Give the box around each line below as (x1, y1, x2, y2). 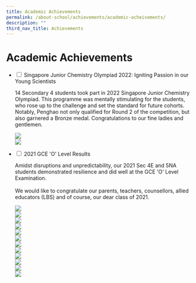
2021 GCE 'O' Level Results (23, 150, 91, 158)
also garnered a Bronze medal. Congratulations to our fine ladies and (14, 114, 184, 122)
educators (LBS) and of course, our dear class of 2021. (14, 194, 150, 201)
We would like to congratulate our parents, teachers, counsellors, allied (14, 187, 189, 194)
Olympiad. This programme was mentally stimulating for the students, (14, 96, 185, 103)
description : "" (6, 20, 46, 26)
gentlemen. (14, 121, 43, 128)
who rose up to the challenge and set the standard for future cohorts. (14, 102, 185, 109)
